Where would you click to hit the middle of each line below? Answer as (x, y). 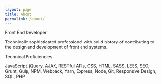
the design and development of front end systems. (56, 47)
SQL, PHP (15, 77)
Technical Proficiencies (29, 57)
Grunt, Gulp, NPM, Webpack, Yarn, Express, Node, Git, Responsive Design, (81, 71)
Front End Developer (26, 33)
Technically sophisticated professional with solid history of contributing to (80, 42)
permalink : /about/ (25, 19)
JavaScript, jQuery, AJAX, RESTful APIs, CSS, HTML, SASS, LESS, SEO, (77, 66)
